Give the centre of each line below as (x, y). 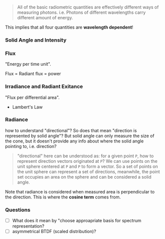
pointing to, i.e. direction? (31, 146)
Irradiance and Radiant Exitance (44, 87)
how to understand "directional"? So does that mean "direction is (71, 130)
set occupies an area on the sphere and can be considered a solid (84, 177)
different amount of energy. (45, 18)
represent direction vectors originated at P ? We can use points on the (87, 161)
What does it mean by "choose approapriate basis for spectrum (77, 221)
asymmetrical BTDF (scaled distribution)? (54, 232)
